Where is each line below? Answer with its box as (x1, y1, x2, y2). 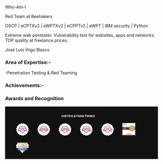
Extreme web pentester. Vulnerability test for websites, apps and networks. (5, 33, 155, 38)
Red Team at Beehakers (5, 14, 52, 19)
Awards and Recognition (5, 95, 64, 102)
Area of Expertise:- (5, 59, 51, 66)
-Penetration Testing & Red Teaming (5, 70, 78, 76)
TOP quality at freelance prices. (5, 37, 68, 43)
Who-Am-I (5, 4, 26, 10)
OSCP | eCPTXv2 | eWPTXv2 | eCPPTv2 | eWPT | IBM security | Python (5, 23, 148, 29)
